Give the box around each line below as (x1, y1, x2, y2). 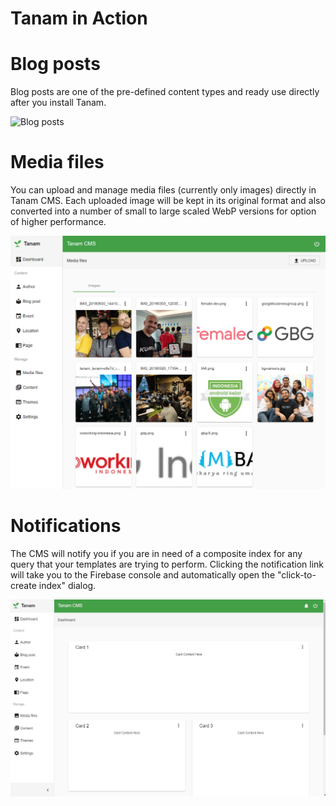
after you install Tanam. (10, 97, 107, 109)
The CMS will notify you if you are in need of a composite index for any (10, 548, 303, 560)
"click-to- (277, 569, 317, 581)
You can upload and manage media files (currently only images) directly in (10, 184, 317, 196)
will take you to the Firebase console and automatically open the (10, 569, 276, 581)
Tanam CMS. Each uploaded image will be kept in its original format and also (10, 195, 326, 207)
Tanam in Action (10, 7, 148, 30)
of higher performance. (10, 216, 107, 228)
